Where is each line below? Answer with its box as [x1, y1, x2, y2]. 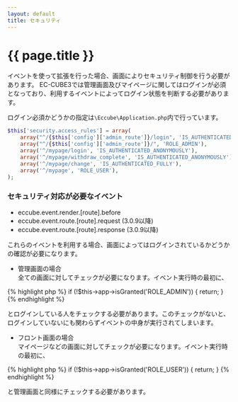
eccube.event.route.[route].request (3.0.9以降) [17, 217, 154, 225]
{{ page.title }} [7, 47, 95, 64]
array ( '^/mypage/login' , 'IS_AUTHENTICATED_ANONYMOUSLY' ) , [20, 147, 198, 154]
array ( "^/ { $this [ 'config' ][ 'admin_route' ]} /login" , [20, 134, 176, 142]
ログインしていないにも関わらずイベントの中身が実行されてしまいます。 [7, 318, 217, 326]
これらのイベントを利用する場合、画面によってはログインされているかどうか [7, 240, 230, 248]
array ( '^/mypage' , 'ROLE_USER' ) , [20, 167, 119, 174]
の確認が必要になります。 [7, 249, 81, 258]
